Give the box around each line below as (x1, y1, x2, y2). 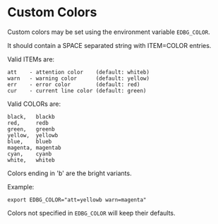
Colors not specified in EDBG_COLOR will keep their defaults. (7, 208, 176, 217)
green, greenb (7, 125, 55, 133)
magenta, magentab (7, 144, 61, 151)
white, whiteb (7, 156, 55, 163)
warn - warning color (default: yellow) (7, 75, 150, 82)
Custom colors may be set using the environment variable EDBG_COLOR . (7, 28, 210, 36)
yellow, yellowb (7, 131, 59, 138)
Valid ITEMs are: (7, 54, 55, 64)
